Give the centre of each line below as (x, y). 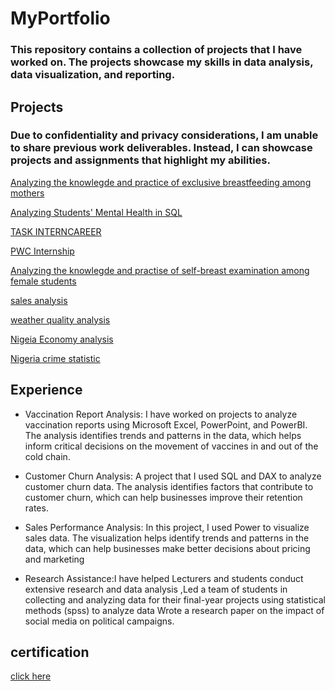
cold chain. (47, 456)
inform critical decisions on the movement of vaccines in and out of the (171, 446)
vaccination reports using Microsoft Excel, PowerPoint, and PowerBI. (166, 424)
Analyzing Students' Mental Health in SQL (96, 212)
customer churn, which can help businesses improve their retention (163, 497)
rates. (36, 508)
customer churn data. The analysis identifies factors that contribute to (169, 486)
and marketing (54, 559)
